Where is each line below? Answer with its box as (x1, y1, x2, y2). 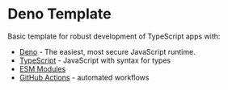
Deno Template (7, 5, 112, 23)
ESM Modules (19, 63, 66, 73)
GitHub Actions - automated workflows (19, 72, 150, 82)
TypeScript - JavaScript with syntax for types (19, 55, 171, 65)
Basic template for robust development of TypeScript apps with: (7, 31, 221, 41)
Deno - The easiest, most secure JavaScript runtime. (19, 47, 196, 56)
